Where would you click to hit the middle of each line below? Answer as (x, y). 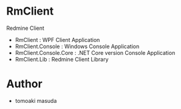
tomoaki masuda (36, 100)
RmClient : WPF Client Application (57, 40)
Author (24, 84)
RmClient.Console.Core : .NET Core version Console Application (95, 52)
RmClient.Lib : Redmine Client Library (62, 59)
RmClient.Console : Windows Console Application (77, 46)
